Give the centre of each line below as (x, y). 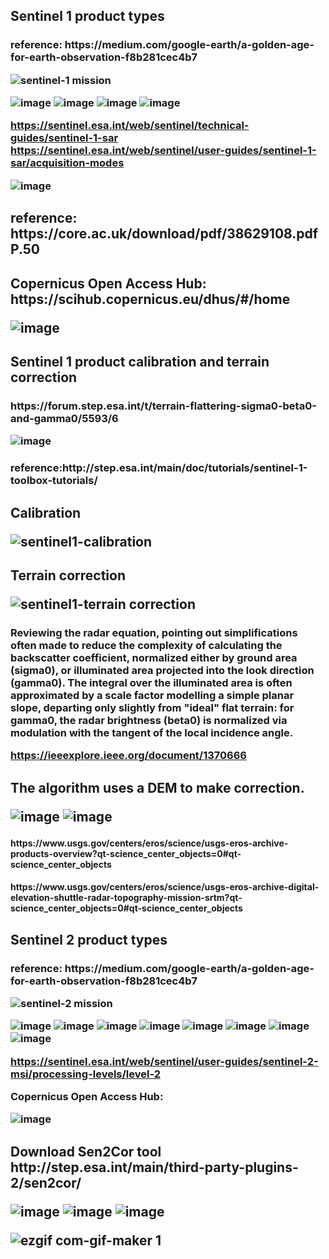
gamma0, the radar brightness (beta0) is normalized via (149, 720)
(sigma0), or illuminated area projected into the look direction (162, 670)
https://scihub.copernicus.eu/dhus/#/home (150, 299)
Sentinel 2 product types (89, 939)
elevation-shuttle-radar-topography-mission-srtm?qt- (126, 898)
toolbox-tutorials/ (54, 481)
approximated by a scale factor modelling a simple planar (152, 695)
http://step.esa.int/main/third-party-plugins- (154, 1167)
